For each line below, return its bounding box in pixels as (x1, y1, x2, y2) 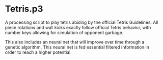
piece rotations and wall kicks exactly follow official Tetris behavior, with (5, 24, 151, 30)
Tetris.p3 (5, 3, 43, 15)
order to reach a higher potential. (5, 49, 72, 55)
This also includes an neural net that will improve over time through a (5, 39, 145, 45)
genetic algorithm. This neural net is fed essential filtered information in (5, 44, 150, 50)
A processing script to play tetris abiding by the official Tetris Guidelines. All (5, 19, 159, 25)
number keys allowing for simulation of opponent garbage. (5, 30, 124, 35)
